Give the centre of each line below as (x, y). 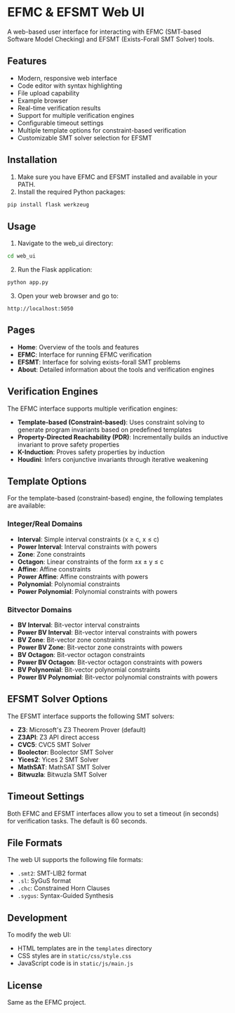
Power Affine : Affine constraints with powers (83, 576)
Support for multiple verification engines (76, 115)
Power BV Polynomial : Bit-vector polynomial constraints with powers (117, 677)
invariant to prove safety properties (68, 444)
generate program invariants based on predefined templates (105, 430)
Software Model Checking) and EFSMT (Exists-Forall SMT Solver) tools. (111, 39)
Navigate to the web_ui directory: (65, 244)
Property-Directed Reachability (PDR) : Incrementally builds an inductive (123, 437)
